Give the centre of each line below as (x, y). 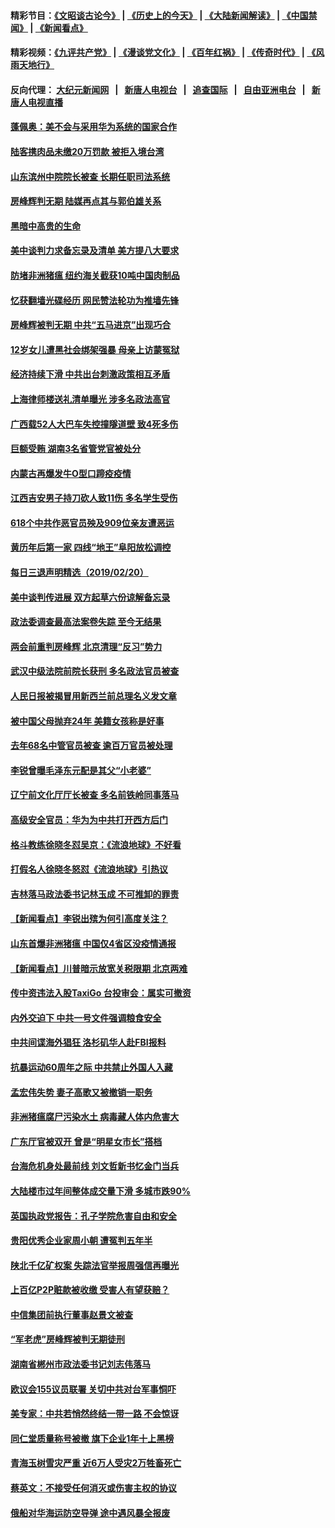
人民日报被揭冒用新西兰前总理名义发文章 (93, 696)
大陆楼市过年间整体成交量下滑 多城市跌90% (101, 1191)
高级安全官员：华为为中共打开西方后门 (89, 819)
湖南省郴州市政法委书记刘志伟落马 (80, 1364)
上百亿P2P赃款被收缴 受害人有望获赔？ (90, 1290)
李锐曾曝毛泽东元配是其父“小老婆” (81, 770)
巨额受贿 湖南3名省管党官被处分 (76, 449)
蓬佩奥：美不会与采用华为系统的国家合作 (93, 127)
